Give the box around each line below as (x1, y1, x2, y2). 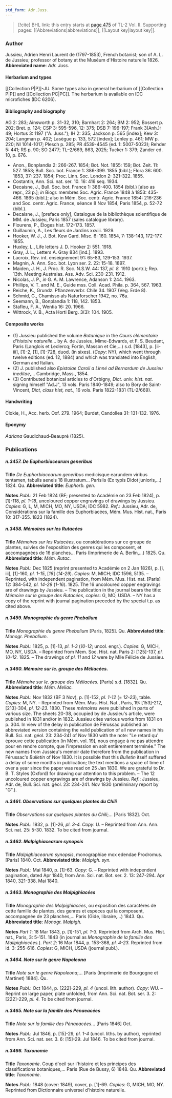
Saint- (148, 381, 162, 388)
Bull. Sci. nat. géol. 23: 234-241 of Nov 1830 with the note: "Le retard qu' (5, 732, 159, 738)
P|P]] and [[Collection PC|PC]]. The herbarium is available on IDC (5, 91, 143, 97)
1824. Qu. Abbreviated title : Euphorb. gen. (5, 482, 96, 489)
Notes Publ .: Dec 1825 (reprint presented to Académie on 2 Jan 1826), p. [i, (5, 565, 164, 571)
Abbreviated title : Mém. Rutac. (5, 555, 71, 561)
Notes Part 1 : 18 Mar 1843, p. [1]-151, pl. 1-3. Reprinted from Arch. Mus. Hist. (5, 928, 165, 934)
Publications (5, 445, 37, 453)
